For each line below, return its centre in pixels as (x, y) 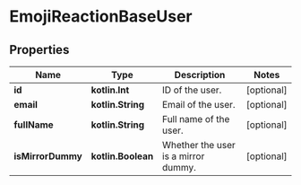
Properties (39, 50)
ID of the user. (192, 90)
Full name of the (196, 119)
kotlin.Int (110, 90)
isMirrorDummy (48, 156)
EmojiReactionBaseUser (101, 17)
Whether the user (199, 145)
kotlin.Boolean (122, 156)
